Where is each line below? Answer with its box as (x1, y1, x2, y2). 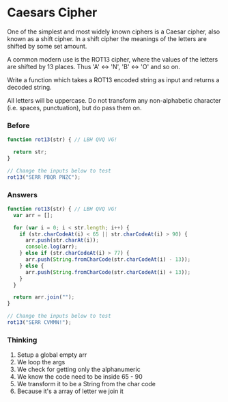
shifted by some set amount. (7, 42, 87, 50)
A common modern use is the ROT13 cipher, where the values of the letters (7, 55, 218, 63)
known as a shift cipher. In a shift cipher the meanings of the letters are (7, 34, 207, 42)
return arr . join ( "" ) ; (13, 294, 75, 301)
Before (7, 121, 30, 130)
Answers (7, 190, 38, 199)
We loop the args (16, 358, 66, 366)
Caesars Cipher (7, 5, 98, 21)
